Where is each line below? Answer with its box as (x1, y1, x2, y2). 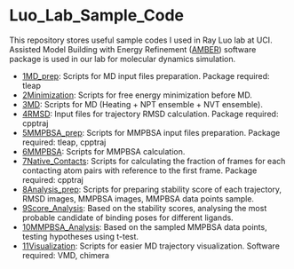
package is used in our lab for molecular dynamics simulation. (9, 53, 236, 64)
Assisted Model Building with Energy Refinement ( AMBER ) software (9, 44, 257, 54)
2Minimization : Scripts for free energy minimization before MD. (21, 90, 253, 100)
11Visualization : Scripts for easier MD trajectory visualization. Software (21, 241, 280, 251)
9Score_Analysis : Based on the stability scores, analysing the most (21, 202, 267, 213)
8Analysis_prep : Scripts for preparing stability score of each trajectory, (21, 184, 282, 194)
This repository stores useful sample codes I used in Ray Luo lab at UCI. (9, 35, 273, 45)
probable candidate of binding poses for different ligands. (21, 212, 234, 223)
